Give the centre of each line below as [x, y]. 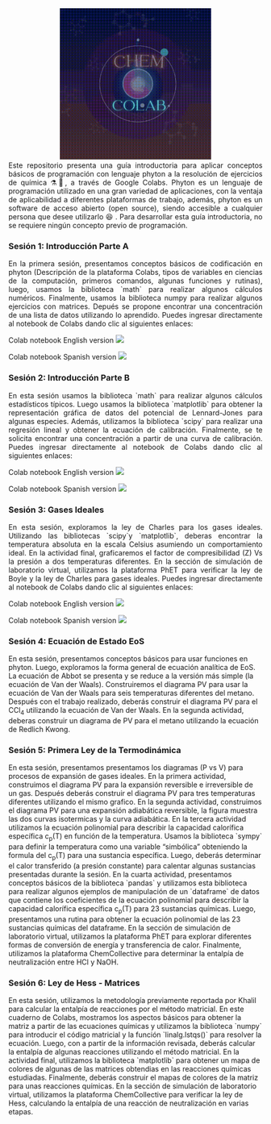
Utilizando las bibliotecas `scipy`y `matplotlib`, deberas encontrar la [135, 535]
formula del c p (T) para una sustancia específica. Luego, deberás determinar [135, 856]
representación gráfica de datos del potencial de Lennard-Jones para [135, 412]
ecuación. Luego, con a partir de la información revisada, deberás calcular [132, 1043]
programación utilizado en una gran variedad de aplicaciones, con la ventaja [135, 191]
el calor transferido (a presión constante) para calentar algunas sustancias [132, 865]
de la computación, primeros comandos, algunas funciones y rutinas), [135, 281]
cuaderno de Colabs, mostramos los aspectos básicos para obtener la [125, 1017]
